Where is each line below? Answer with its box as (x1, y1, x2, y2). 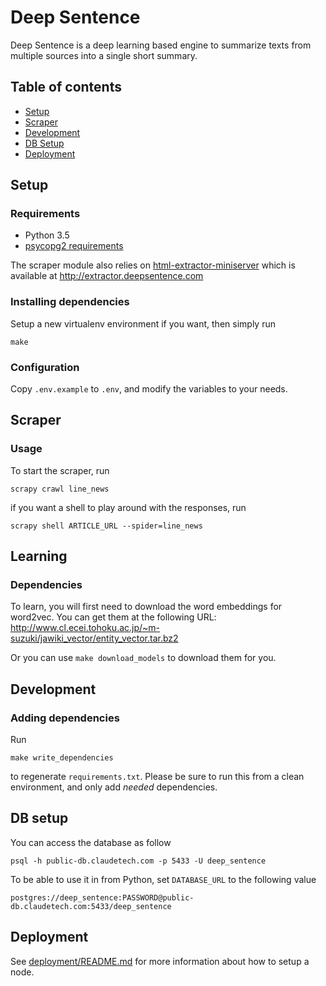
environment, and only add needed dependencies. (10, 781, 218, 793)
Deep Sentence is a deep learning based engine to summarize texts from (10, 39, 312, 51)
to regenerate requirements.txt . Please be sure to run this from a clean (10, 771, 305, 783)
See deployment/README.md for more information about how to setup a (10, 955, 310, 967)
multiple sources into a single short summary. (10, 49, 198, 61)
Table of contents (10, 79, 122, 96)
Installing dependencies (10, 295, 130, 309)
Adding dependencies (10, 711, 120, 725)
